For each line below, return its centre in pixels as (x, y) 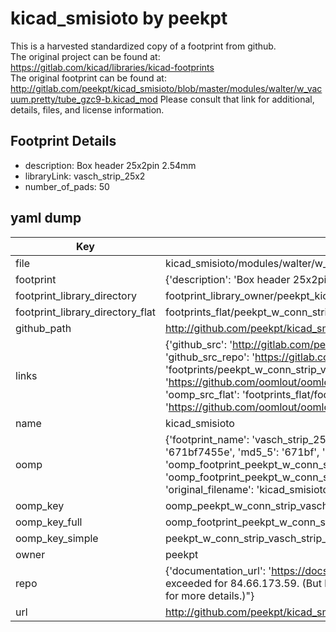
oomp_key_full (49, 522)
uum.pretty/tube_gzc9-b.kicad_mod (84, 99)
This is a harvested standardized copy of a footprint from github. (143, 46)
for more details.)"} (209, 595)
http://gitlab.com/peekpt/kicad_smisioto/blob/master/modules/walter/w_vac (166, 88)
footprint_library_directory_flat (85, 312)
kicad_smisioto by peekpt (119, 18)
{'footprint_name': (207, 439)
